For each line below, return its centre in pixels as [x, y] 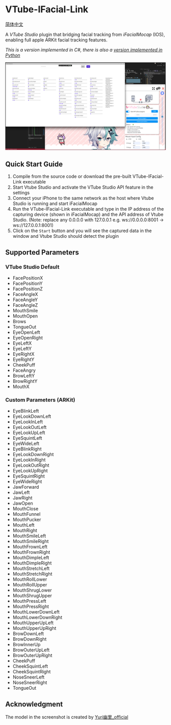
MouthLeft [23, 525]
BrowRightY [25, 381]
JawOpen [23, 503]
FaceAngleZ [25, 305]
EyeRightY [23, 359]
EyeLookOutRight [31, 465]
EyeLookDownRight [33, 455]
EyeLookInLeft [28, 422]
